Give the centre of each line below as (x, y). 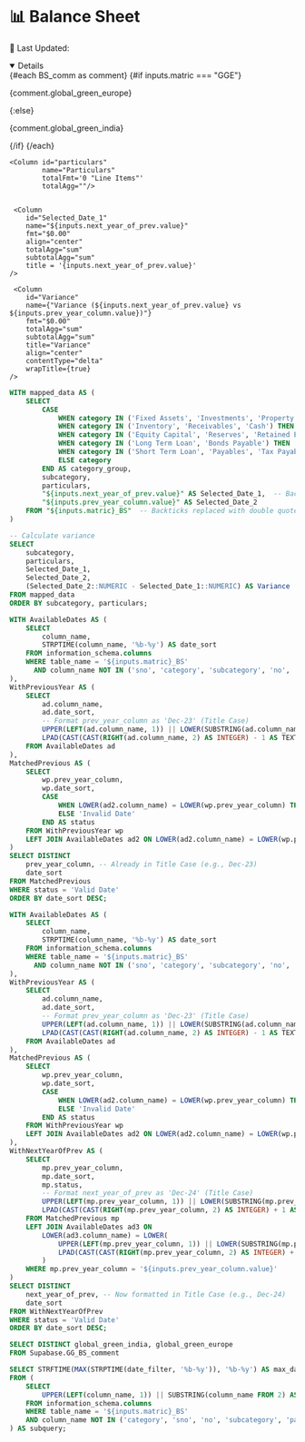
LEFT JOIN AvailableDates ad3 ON (89, 1227)
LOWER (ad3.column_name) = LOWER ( (105, 1235)
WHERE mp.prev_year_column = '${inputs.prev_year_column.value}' (152, 1269)
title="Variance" (59, 345)
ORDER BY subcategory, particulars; (79, 603)
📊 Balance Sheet (75, 17)
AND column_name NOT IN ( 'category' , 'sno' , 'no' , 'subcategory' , (154, 1420)
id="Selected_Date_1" (66, 218)
